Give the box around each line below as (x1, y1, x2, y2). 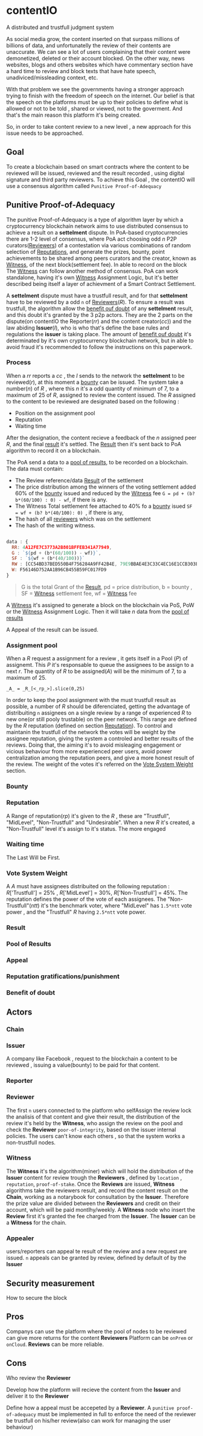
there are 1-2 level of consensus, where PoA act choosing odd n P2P (6, 235, 177, 242)
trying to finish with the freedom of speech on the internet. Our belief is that (6, 92, 195, 99)
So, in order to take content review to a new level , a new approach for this (6, 123, 192, 130)
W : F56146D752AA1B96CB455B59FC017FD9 (11, 567, 107, 573)
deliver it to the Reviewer (6, 1392, 69, 1400)
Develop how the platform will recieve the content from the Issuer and (6, 1386, 181, 1393)
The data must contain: (6, 465, 64, 472)
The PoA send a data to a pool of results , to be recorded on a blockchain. (6, 458, 188, 466)
